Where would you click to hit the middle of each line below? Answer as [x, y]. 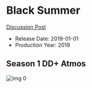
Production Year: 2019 [42, 45]
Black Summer [43, 10]
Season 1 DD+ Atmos [46, 64]
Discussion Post [26, 27]
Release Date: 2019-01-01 [47, 38]
